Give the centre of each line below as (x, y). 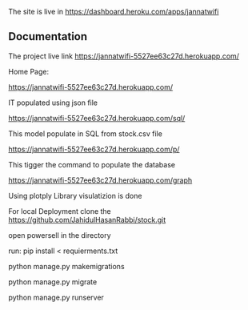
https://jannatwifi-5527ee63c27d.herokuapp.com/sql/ (97, 118)
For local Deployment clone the (60, 211)
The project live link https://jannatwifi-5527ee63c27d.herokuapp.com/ (124, 56)
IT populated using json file (53, 103)
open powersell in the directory (60, 235)
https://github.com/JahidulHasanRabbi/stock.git (87, 219)
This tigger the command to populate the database (92, 164)
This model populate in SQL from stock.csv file (85, 133)
